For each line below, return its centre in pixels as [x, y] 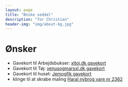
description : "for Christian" [37, 19]
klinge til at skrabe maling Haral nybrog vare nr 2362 [68, 79]
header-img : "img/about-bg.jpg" [39, 24]
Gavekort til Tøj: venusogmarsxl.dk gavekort [59, 68]
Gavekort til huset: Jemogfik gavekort [52, 74]
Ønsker [21, 49]
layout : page [19, 10]
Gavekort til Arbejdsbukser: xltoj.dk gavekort [59, 63]
